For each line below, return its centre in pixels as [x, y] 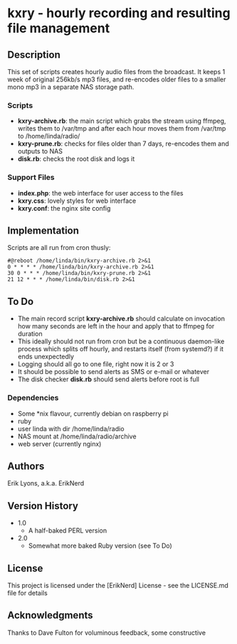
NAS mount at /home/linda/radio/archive [77, 436]
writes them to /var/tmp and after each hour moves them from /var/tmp [122, 129]
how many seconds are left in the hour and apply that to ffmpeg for [116, 326]
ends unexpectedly [46, 357]
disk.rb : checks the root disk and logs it [76, 159]
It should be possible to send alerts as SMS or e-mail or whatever [114, 372]
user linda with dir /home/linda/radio [71, 428]
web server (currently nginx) [59, 443]
